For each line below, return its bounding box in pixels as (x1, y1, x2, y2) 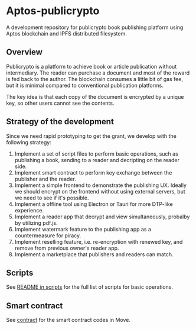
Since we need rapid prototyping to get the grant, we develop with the (6, 132, 177, 140)
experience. (14, 207, 44, 214)
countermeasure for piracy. (14, 232, 81, 239)
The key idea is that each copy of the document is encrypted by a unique (6, 93, 184, 100)
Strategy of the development (6, 117, 114, 127)
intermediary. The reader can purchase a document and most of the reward (6, 69, 190, 76)
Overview (6, 47, 43, 57)
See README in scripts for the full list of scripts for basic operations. (6, 283, 173, 291)
